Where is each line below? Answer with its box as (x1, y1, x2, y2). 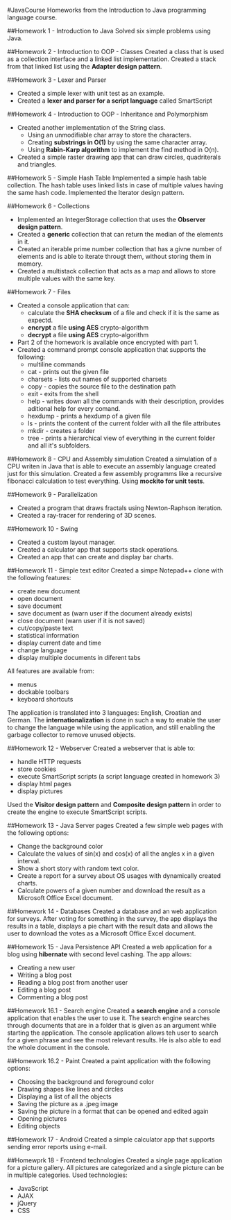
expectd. (27, 316, 53, 324)
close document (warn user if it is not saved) (17, 617, 146, 625)
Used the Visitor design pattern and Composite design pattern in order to (7, 801, 221, 808)
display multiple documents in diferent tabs (17, 654, 141, 661)
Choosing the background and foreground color (17, 1078, 155, 1085)
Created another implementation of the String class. (17, 124, 166, 131)
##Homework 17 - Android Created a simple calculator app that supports (7, 1135, 215, 1144)
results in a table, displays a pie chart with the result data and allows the (7, 922, 214, 930)
